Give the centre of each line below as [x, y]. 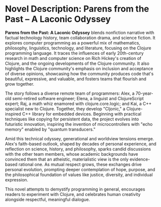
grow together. [20, 84]
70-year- [145, 93]
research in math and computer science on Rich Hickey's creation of [73, 58]
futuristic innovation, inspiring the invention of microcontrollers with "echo [79, 124]
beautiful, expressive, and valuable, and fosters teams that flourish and [76, 79]
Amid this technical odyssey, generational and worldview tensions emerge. [80, 138]
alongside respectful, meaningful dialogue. [48, 199]
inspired [13, 114]
